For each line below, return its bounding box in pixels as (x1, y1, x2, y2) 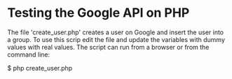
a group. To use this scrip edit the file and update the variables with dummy (7, 35, 226, 43)
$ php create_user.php (7, 64, 73, 72)
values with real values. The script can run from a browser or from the (7, 43, 210, 51)
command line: (7, 50, 50, 59)
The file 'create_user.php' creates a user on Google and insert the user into (7, 28, 224, 36)
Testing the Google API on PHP (7, 5, 190, 21)
